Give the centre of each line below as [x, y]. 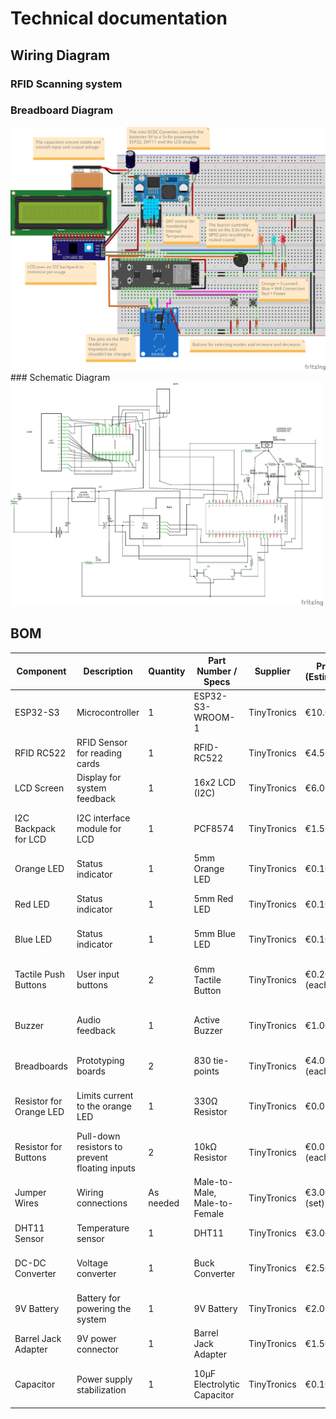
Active [206, 1020]
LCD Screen [39, 788]
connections [102, 1203]
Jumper [30, 1193]
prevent [92, 1158]
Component [41, 671]
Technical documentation [119, 18]
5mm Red [213, 899]
